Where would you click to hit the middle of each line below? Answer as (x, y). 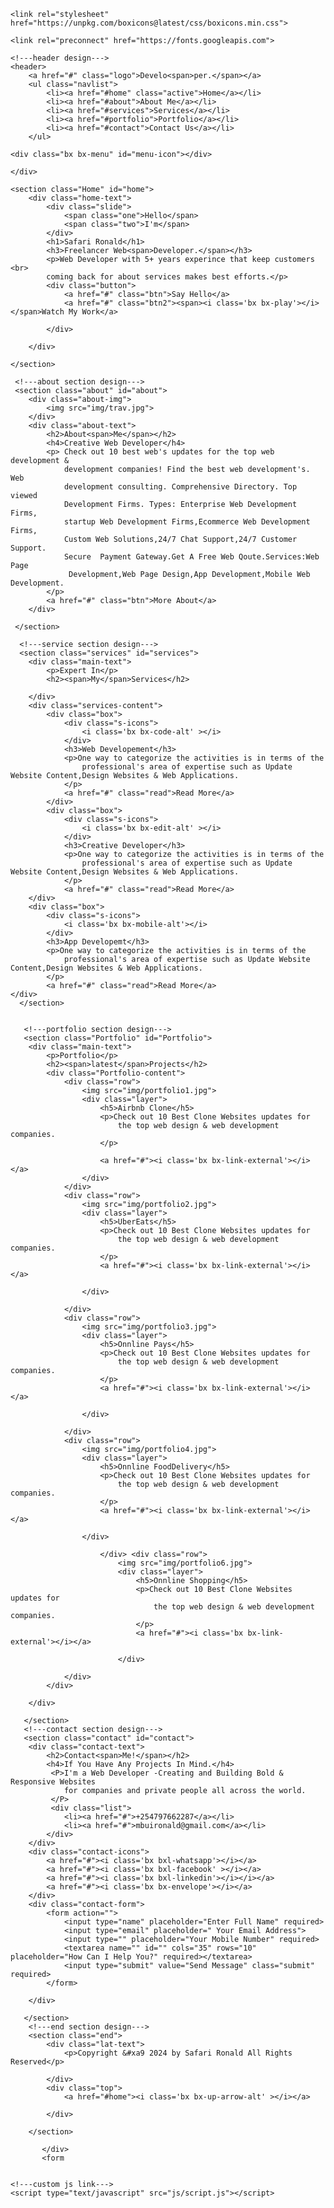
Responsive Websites (53, 1782)
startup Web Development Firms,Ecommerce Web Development (187, 522)
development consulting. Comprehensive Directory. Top (180, 487)
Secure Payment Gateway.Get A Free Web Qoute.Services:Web (191, 557)
